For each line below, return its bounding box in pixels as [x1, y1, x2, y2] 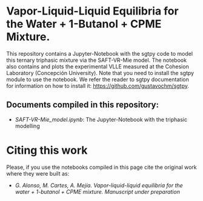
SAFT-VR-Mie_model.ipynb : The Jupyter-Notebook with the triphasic [15, 116, 188, 123]
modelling [15, 122, 41, 130]
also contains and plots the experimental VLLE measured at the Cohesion [6, 62, 189, 70]
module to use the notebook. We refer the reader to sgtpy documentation [6, 76, 189, 83]
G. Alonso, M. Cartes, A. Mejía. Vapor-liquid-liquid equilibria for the [15, 182, 183, 189]
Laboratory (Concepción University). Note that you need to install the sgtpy [6, 69, 195, 76]
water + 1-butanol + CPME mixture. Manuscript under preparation [15, 188, 181, 195]
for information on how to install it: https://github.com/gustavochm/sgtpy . [6, 82, 190, 89]
